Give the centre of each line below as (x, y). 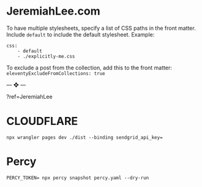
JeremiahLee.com (54, 11)
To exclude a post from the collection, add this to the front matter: (89, 68)
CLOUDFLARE (42, 122)
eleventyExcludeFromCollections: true (56, 73)
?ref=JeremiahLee (30, 96)
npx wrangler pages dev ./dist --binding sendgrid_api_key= (85, 137)
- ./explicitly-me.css (46, 56)
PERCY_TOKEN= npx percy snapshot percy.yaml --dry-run (78, 178)
